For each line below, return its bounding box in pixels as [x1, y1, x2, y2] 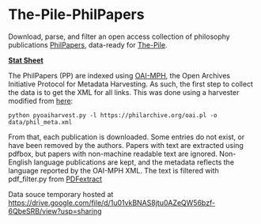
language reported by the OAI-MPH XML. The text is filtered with [8, 165, 219, 175]
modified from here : [8, 96, 74, 105]
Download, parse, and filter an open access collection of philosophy [8, 32, 231, 41]
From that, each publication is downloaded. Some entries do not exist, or [8, 132, 245, 142]
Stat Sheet [8, 55, 43, 65]
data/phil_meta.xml [8, 118, 73, 126]
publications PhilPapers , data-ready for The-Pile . [8, 40, 168, 49]
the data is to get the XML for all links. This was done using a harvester [8, 87, 240, 97]
